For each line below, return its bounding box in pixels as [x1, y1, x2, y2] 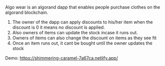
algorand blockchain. [5, 9, 48, 15]
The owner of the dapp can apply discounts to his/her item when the [12, 19, 153, 25]
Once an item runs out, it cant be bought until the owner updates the [12, 40, 153, 46]
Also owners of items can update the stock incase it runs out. [12, 30, 138, 35]
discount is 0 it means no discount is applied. [12, 24, 105, 30]
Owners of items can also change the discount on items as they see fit [12, 35, 157, 41]
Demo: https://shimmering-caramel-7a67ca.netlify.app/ [5, 55, 118, 61]
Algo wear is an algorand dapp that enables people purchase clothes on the [5, 4, 161, 10]
